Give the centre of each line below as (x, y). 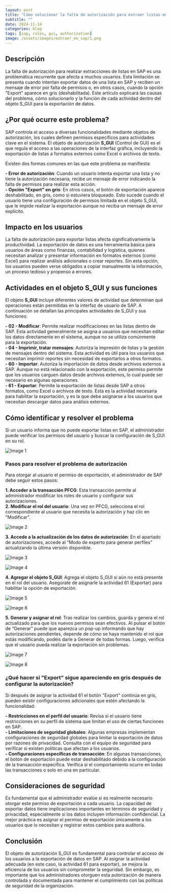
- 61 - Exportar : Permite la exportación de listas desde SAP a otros (75, 386)
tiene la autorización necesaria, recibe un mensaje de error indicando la (80, 179)
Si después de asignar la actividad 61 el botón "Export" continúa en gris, (81, 695)
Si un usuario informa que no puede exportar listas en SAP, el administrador (85, 430)
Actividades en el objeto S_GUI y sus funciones (81, 288)
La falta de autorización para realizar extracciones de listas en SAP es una (83, 71)
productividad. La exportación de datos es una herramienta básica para (80, 245)
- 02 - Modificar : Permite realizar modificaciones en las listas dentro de (81, 326)
